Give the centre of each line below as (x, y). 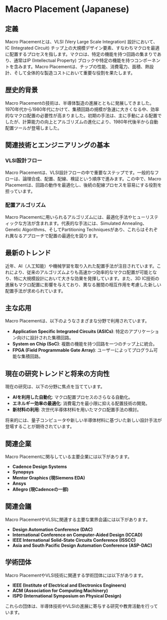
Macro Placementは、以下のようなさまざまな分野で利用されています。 (77, 321)
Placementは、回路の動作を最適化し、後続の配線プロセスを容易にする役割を (83, 185)
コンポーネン (147, 60)
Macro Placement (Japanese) (67, 9)
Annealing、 (134, 223)
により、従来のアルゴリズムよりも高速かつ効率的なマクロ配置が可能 (79, 272)
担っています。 (20, 191)
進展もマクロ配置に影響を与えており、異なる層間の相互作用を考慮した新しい (83, 285)
